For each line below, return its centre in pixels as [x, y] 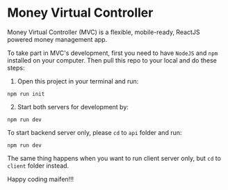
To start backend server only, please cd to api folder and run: [95, 132]
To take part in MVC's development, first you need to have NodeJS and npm [113, 53]
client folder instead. [38, 166]
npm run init [26, 94]
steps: [16, 68]
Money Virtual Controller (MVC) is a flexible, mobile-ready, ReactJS [104, 32]
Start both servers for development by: [73, 106]
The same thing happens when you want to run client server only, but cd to [114, 158]
